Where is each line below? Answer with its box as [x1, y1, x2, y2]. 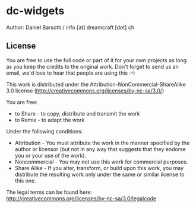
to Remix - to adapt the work [14, 116, 85, 123]
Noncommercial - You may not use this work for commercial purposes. [14, 158, 188, 165]
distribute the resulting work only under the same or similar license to [14, 171, 185, 178]
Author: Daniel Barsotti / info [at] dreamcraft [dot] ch [6, 24, 135, 31]
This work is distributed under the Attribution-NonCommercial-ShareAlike [6, 81, 186, 88]
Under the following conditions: [6, 127, 83, 135]
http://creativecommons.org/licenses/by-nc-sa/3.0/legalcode [6, 194, 156, 202]
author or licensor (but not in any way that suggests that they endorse [14, 145, 186, 152]
